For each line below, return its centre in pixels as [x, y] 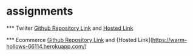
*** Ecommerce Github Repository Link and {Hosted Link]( [80, 40]
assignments [40, 11]
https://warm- [169, 40]
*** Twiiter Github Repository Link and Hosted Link [70, 28]
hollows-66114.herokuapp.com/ [46, 46]
